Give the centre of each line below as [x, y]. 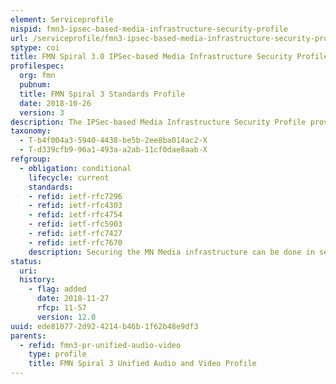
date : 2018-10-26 [55, 103]
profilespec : [37, 66]
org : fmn [37, 76]
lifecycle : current [69, 177]
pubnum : [35, 85]
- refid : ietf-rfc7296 [75, 196]
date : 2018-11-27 [73, 299]
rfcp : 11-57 [61, 308]
